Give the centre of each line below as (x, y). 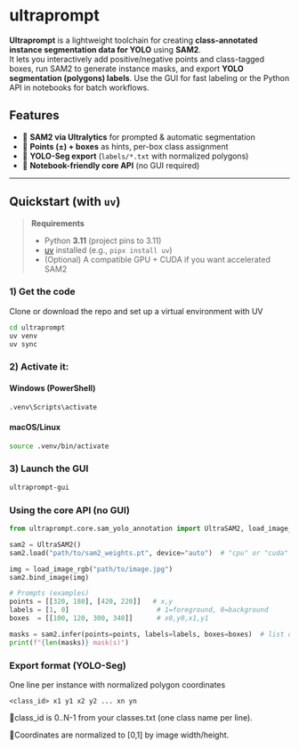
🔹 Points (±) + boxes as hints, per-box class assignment (125, 146)
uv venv (24, 336)
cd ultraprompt (37, 327)
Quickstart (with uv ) (65, 202)
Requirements (57, 223)
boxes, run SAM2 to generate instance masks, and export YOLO (126, 69)
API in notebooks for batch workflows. (79, 87)
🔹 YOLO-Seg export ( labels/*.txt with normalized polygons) (135, 156)
